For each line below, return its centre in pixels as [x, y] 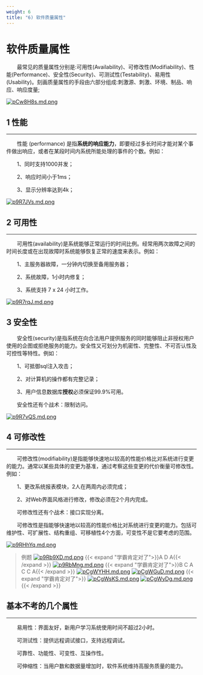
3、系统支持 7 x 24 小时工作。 [54, 290]
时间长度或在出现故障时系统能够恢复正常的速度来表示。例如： [83, 251]
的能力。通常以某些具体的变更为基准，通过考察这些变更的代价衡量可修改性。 [101, 466]
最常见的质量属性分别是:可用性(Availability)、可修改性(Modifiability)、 [103, 67]
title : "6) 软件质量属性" [36, 18]
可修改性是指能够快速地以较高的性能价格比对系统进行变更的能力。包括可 [107, 525]
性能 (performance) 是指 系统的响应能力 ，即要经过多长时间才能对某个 [103, 144]
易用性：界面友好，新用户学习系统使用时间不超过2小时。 [88, 627]
